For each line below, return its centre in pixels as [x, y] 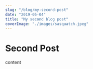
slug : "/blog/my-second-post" [37, 10]
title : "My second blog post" [37, 19]
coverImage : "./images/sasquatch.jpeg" [47, 24]
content [13, 62]
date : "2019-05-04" [26, 14]
